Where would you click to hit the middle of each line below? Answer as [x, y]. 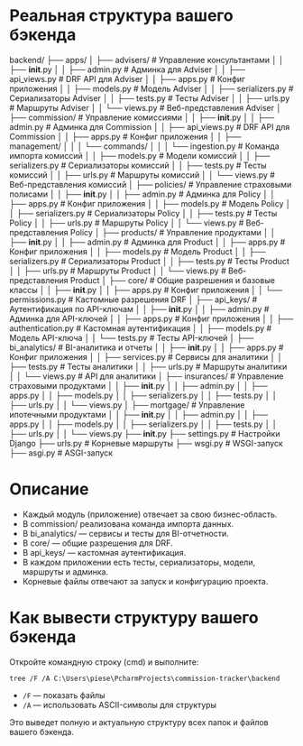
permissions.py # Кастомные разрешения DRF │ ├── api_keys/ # [133, 299]
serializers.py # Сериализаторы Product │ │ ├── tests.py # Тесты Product [150, 261]
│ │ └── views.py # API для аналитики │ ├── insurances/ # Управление [147, 376]
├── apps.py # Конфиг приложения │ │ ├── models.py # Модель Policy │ [150, 203]
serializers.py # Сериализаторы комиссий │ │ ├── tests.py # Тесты [138, 165]
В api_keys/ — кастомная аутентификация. [104, 552]
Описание [49, 489]
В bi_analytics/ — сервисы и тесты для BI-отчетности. [126, 533]
